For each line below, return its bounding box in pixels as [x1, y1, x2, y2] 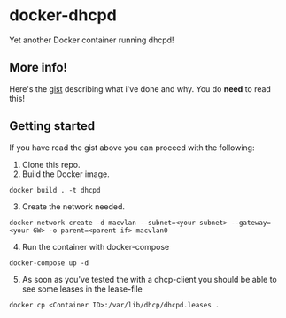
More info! [9, 60, 68, 75]
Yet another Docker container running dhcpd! [9, 34, 174, 45]
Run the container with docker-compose [21, 241, 170, 252]
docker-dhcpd [9, 5, 117, 26]
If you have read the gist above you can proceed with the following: [9, 142, 255, 153]
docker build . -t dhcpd [9, 185, 101, 194]
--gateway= [230, 218, 272, 227]
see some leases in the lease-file [21, 284, 143, 294]
